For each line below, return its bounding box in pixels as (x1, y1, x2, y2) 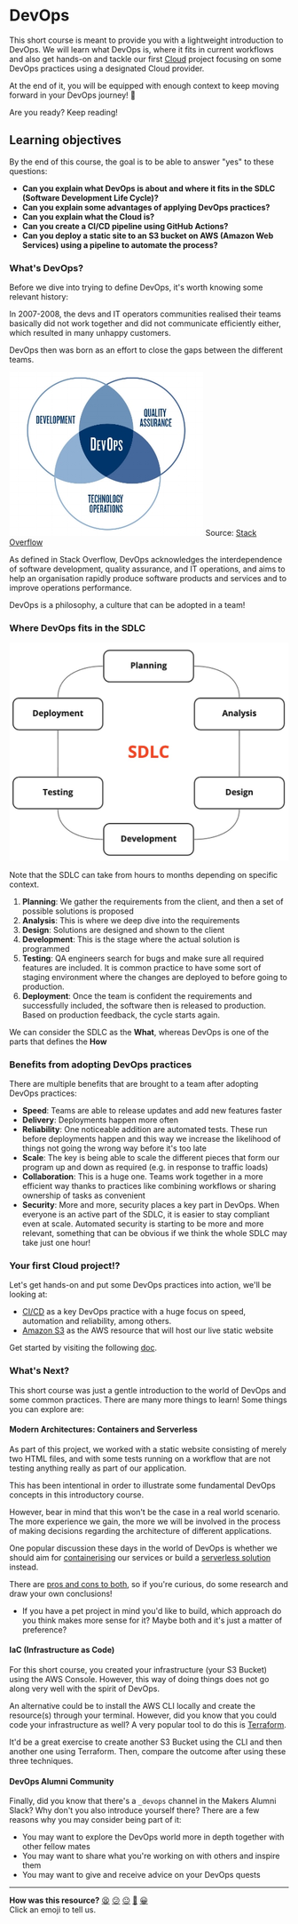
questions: (9, 165, 48, 176)
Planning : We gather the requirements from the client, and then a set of (21, 896, 284, 906)
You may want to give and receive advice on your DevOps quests (21, 1870, 261, 1880)
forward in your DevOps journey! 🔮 (9, 90, 136, 100)
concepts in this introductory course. (9, 1489, 145, 1500)
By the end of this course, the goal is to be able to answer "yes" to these (9, 156, 275, 167)
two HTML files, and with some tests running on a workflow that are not (9, 1453, 271, 1464)
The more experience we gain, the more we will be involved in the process (9, 1516, 281, 1527)
